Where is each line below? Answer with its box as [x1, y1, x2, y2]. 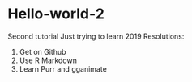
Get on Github [19, 47, 66, 56]
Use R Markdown [19, 55, 78, 65]
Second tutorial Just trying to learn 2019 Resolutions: [7, 31, 185, 41]
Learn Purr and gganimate [19, 64, 107, 73]
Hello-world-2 [7, 5, 105, 23]
